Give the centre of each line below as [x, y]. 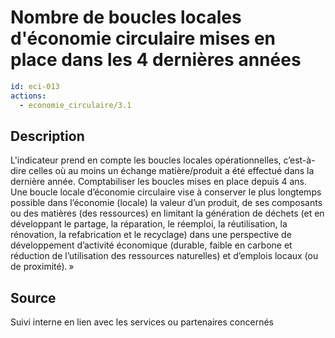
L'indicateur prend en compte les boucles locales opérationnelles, [146, 160]
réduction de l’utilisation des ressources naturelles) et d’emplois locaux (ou [164, 256]
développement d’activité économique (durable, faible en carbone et [151, 245]
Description [47, 136]
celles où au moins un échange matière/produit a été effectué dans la [171, 171]
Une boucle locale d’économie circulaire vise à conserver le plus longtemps [166, 192]
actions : [28, 96]
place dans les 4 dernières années [156, 60]
